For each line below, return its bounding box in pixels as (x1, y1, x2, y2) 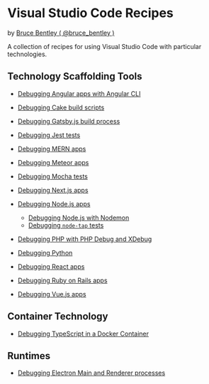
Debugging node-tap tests (28, 220, 104, 229)
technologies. (7, 50, 47, 58)
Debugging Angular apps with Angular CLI (17, 89, 141, 97)
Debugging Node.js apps (17, 199, 91, 208)
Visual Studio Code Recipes (7, 5, 174, 21)
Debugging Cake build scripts (17, 103, 105, 112)
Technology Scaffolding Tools (7, 70, 143, 82)
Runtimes (7, 350, 51, 362)
